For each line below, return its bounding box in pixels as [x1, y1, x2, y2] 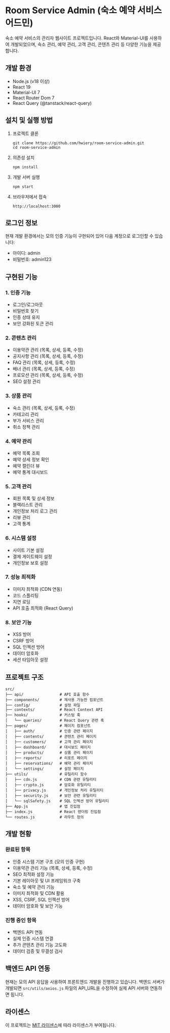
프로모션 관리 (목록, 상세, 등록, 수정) [12, 372, 83, 378]
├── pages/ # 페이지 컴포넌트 [5, 723, 91, 728]
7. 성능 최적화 [5, 574, 36, 581]
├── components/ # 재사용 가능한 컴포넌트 [5, 697, 104, 702]
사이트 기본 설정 [12, 547, 44, 553]
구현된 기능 [5, 273, 38, 281]
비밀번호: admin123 [12, 256, 52, 263]
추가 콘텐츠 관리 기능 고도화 [12, 941, 67, 948]
